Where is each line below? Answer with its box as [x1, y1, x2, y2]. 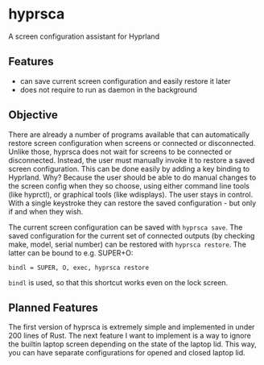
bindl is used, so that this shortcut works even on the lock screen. [8, 277, 229, 287]
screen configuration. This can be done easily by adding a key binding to [8, 164, 250, 173]
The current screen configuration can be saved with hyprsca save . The [8, 222, 243, 232]
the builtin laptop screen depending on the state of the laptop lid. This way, [8, 339, 258, 349]
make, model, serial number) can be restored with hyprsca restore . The [8, 239, 247, 249]
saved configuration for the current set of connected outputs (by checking [8, 230, 255, 240]
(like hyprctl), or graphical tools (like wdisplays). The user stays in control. [8, 189, 254, 199]
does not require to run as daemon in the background [19, 85, 197, 94]
